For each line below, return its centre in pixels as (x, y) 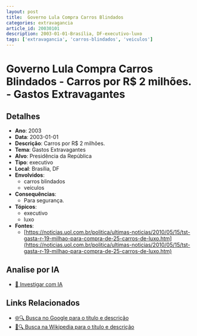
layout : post (22, 12)
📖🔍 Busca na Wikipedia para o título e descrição (74, 326)
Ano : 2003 (28, 131)
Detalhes (23, 116)
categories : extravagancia (40, 23)
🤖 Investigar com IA (39, 284)
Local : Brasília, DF (37, 169)
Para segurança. (44, 200)
